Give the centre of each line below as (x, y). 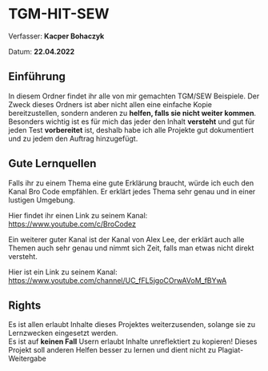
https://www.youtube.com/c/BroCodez (72, 224)
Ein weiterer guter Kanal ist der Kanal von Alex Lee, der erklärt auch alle (126, 239)
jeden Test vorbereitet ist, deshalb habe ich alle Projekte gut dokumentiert (131, 130)
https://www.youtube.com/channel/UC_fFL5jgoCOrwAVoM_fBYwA (118, 280)
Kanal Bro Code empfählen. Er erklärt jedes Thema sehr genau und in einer (132, 191)
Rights (25, 305)
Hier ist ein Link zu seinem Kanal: (63, 272)
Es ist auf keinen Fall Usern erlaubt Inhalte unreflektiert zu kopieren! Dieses (133, 341)
